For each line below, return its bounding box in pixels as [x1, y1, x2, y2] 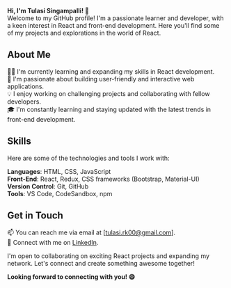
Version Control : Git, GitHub [7, 182, 89, 191]
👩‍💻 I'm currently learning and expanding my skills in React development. [7, 67, 215, 76]
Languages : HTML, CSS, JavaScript [7, 167, 111, 175]
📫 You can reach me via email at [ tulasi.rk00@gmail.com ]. [7, 228, 176, 237]
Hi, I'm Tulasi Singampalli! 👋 [7, 7, 89, 15]
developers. [7, 97, 42, 106]
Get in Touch [7, 209, 64, 222]
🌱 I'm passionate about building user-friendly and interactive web [7, 74, 195, 83]
